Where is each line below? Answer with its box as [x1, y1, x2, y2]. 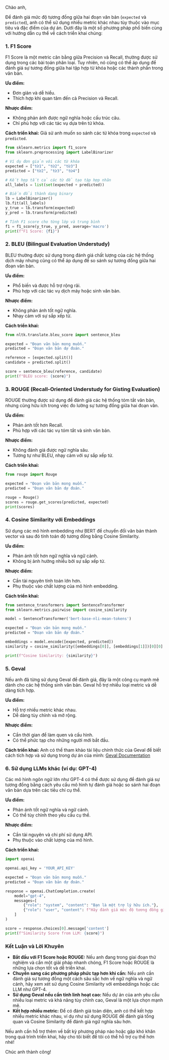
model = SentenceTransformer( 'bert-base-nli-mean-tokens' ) [5, 616, 132, 621]
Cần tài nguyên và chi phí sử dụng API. [12, 832, 93, 838]
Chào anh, [5, 5, 27, 10]
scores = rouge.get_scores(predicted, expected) [5, 500, 109, 505]
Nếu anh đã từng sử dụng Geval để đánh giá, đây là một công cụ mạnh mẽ [5, 677, 159, 683]
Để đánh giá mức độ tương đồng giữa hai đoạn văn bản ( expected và [5, 14, 147, 20]
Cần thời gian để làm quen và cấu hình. [12, 732, 94, 738]
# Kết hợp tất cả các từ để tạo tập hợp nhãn [5, 177, 112, 182]
